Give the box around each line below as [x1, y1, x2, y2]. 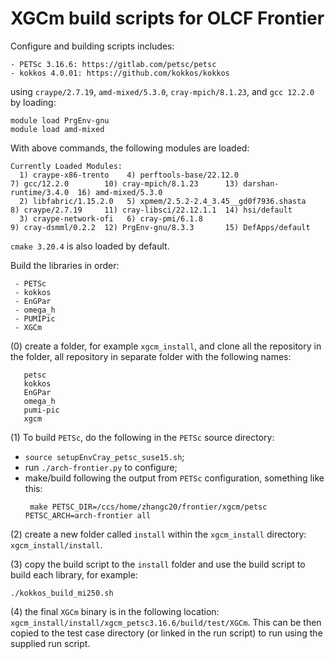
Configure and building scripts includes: [10, 40, 175, 52]
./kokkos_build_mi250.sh [10, 588, 114, 598]
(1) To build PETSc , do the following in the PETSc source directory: [10, 431, 275, 443]
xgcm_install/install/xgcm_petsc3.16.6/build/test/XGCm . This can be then [10, 616, 322, 628]
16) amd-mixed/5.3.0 [77, 187, 163, 197]
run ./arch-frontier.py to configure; [24, 461, 178, 473]
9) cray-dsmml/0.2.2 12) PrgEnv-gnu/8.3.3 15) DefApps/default [10, 222, 311, 232]
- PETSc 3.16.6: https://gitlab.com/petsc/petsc [10, 59, 217, 69]
